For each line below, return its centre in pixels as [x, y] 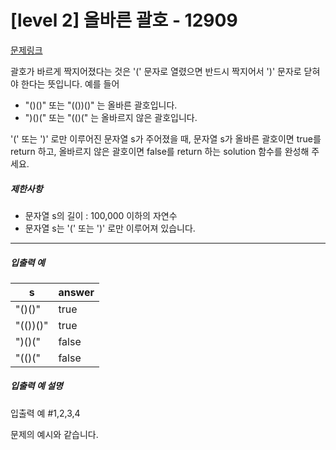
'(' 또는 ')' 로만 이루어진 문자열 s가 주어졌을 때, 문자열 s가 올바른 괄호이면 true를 [166, 138]
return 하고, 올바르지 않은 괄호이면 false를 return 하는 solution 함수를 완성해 [160, 151]
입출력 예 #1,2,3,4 [45, 413]
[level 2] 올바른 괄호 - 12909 [124, 20]
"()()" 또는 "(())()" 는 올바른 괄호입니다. [101, 105]
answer [76, 292]
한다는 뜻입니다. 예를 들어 [70, 83]
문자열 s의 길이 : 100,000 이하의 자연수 [101, 215]
